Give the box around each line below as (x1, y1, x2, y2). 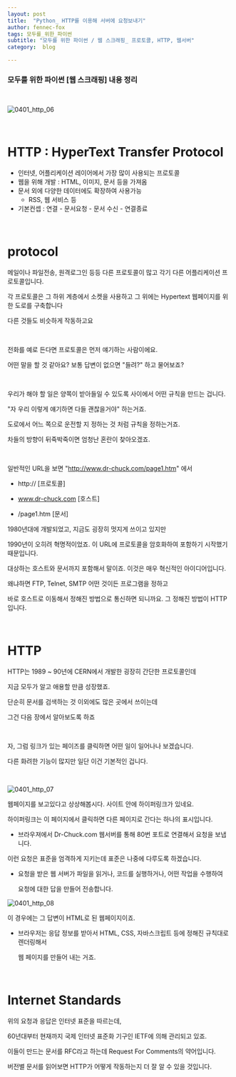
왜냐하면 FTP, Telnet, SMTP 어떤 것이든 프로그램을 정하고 (7, 579, 169, 588)
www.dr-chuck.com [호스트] (17, 494, 100, 504)
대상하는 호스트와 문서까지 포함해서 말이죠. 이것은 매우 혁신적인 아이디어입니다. (7, 564, 227, 573)
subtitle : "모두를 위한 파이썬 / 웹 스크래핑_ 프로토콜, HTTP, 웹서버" (7, 37, 195, 44)
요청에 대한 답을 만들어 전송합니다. (17, 885, 113, 893)
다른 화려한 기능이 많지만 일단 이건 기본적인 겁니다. (7, 757, 148, 766)
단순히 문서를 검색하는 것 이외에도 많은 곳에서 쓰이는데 (7, 698, 158, 706)
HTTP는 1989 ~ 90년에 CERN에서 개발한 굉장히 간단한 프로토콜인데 (7, 667, 197, 676)
